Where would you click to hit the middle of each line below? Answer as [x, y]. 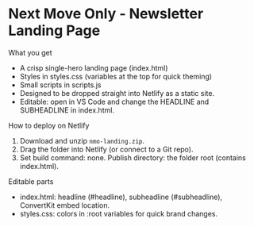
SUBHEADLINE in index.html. [67, 110]
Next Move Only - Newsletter [106, 14]
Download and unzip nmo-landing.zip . [82, 140]
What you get [30, 52]
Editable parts [31, 181]
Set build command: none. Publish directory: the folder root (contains [133, 157]
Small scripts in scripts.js [60, 85]
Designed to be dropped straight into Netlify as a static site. [117, 93]
